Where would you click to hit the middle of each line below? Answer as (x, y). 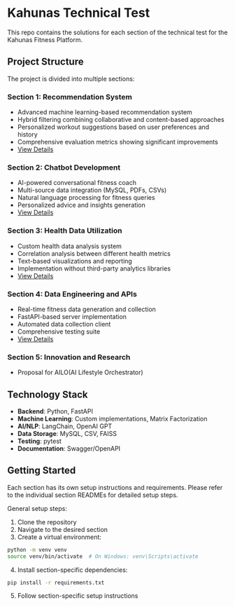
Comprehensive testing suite (59, 332)
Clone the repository (47, 522)
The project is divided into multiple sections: (71, 79)
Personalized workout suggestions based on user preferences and (113, 127)
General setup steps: (37, 508)
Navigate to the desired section (63, 529)
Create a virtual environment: (59, 537)
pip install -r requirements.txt (56, 582)
